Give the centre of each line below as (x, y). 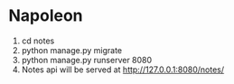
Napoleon (46, 16)
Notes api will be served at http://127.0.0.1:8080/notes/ (123, 70)
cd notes (38, 41)
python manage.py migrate (72, 50)
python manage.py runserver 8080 (87, 60)
